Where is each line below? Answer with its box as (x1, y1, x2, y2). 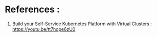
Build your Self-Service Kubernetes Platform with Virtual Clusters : (12, 21, 152, 27)
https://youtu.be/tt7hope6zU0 (12, 26, 76, 32)
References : (5, 4, 60, 15)
